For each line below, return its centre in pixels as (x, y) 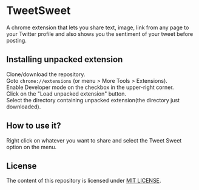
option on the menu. (32, 147)
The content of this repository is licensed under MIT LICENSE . (84, 181)
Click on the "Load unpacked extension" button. (66, 93)
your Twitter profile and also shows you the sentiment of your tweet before (100, 33)
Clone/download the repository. (46, 74)
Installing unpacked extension (65, 59)
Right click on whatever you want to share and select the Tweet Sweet (94, 140)
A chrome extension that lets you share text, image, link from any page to (98, 27)
